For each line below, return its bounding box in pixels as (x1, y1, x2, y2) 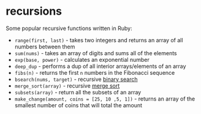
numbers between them (14, 43, 75, 50)
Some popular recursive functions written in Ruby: (6, 25, 132, 32)
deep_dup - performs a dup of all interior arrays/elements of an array (14, 63, 186, 70)
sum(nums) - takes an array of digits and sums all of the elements (14, 49, 177, 56)
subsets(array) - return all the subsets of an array (14, 88, 142, 96)
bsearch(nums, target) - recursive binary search (14, 75, 138, 83)
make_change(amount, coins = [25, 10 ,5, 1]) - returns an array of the (14, 95, 195, 102)
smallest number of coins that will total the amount (14, 101, 142, 108)
